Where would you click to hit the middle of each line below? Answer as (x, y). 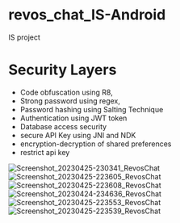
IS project (24, 37)
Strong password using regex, (70, 101)
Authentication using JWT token (73, 118)
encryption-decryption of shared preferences (96, 144)
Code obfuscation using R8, (66, 92)
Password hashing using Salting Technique (92, 109)
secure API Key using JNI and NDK (78, 135)
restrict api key (45, 152)
